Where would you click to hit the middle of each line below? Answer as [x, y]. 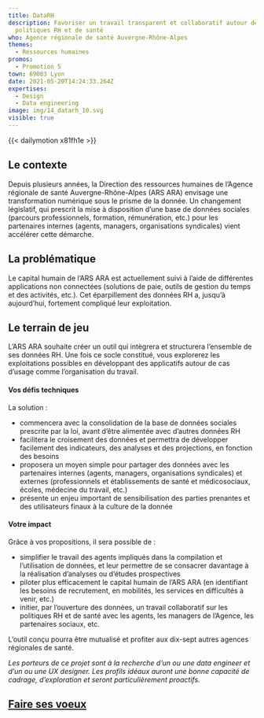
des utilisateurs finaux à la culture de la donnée [96, 506]
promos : [21, 60]
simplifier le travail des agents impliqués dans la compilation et [121, 557]
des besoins [39, 456]
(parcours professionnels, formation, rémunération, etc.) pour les [113, 217]
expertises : [27, 89]
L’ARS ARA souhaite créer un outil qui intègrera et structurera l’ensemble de [130, 346]
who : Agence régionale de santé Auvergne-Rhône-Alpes [98, 37]
